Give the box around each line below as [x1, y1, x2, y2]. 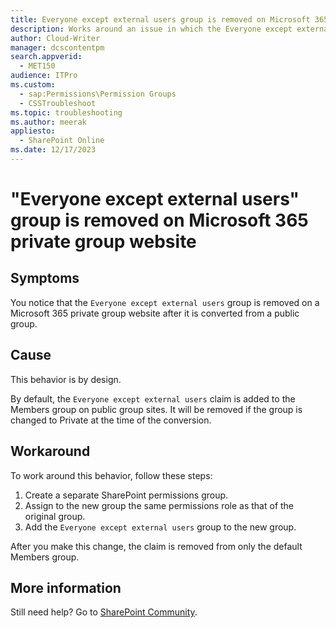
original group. [24, 510, 86, 522]
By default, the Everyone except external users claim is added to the [10, 392, 296, 405]
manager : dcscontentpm [10, 42, 105, 53]
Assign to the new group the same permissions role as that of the [24, 499, 295, 511]
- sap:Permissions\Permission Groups [19, 89, 177, 99]
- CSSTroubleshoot [19, 98, 97, 108]
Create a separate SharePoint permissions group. [24, 489, 229, 501]
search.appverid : [10, 52, 83, 62]
